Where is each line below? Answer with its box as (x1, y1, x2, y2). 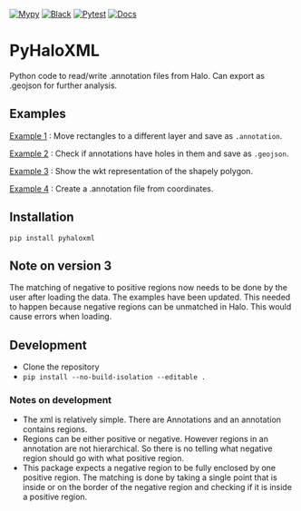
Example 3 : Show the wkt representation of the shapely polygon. (9, 165, 254, 176)
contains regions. (22, 424, 88, 435)
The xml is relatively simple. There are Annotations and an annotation (22, 414, 282, 426)
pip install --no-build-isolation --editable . (22, 373, 206, 382)
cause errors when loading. (9, 311, 112, 322)
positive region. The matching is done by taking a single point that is (22, 472, 278, 483)
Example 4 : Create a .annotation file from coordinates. (9, 182, 214, 194)
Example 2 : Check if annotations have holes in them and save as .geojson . (9, 148, 289, 159)
